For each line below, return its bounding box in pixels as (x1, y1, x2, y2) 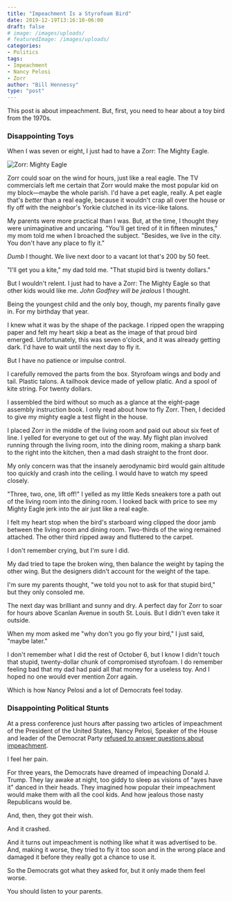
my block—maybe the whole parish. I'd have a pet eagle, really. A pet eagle (7, 189, 222, 197)
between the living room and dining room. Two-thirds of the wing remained (7, 525, 222, 534)
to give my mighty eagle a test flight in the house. (7, 413, 148, 421)
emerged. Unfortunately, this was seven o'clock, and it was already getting (7, 336, 220, 344)
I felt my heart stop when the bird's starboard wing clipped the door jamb (7, 518, 216, 527)
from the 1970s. (7, 114, 52, 122)
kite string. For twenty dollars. (7, 384, 92, 393)
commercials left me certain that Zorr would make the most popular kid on (7, 181, 219, 189)
